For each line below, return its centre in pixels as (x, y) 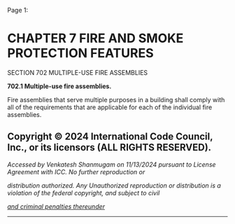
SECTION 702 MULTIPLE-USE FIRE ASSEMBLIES (78, 72)
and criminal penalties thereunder (56, 206)
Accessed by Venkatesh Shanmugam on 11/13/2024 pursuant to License (112, 164)
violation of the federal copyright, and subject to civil (84, 192)
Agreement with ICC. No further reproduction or (76, 171)
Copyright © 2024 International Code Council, (110, 137)
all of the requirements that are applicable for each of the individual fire (110, 107)
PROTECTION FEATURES (80, 54)
